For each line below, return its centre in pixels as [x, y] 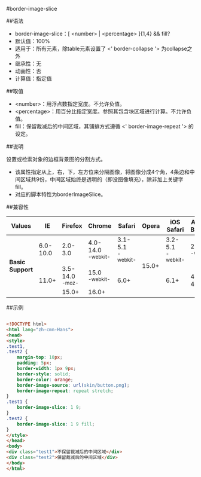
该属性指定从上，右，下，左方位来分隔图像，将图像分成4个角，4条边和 [102, 172]
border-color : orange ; [45, 380]
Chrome [100, 226]
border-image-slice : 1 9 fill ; [56, 424]
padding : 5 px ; [34, 363]
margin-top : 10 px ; [40, 357]
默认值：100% [32, 41]
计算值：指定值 [33, 78]
